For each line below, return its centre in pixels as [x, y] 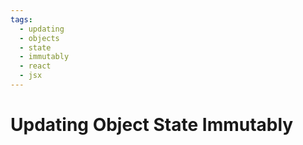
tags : [21, 19]
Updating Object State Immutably [152, 125]
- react [35, 66]
